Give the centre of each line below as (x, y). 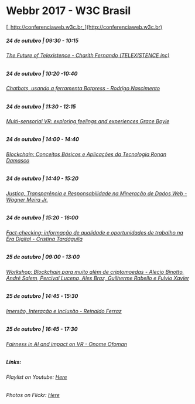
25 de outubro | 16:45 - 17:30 (42, 329)
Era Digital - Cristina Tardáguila (45, 239)
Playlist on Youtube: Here (37, 377)
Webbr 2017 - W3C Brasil (69, 11)
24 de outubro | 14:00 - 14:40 (42, 140)
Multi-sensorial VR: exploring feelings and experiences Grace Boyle (88, 121)
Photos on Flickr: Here (33, 395)
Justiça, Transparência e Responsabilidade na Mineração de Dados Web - (97, 193)
